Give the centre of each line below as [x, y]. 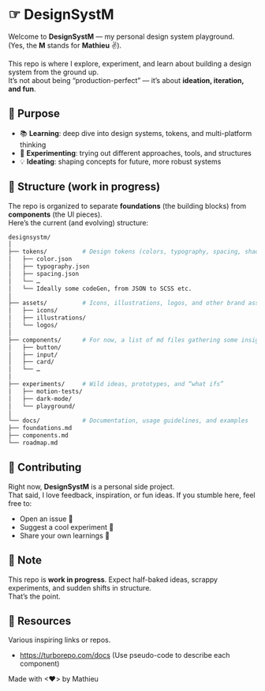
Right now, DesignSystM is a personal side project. [91, 486]
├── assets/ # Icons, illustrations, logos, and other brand [127, 303]
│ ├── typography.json [49, 266]
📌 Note [25, 560]
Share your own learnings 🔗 [65, 535]
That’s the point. [34, 596]
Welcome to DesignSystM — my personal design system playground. [121, 36]
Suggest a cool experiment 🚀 [67, 527]
